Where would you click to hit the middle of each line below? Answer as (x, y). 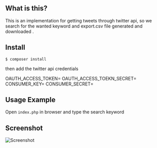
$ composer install (26, 59)
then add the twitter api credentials (42, 69)
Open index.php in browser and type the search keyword (65, 112)
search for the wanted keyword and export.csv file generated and (74, 26)
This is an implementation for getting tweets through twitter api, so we (79, 20)
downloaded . (20, 31)
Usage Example (30, 100)
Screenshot (24, 128)
